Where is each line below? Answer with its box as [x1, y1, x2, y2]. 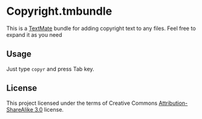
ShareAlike [6, 106, 34, 113]
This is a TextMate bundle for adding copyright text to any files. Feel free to [6, 25, 196, 32]
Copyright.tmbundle [6, 4, 112, 18]
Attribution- [159, 99, 188, 107]
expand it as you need [6, 31, 62, 38]
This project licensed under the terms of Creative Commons [6, 99, 158, 107]
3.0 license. [34, 106, 64, 113]
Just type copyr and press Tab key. [6, 65, 95, 72]
